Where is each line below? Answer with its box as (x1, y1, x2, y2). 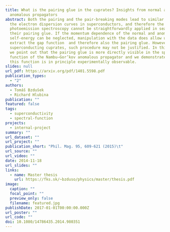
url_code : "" (5, 215, 33, 220)
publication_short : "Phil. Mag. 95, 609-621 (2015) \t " (5, 144, 123, 149)
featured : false (5, 102, 39, 107)
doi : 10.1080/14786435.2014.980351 (5, 219, 80, 224)
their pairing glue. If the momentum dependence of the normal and (10, 31, 155, 36)
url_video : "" (5, 153, 35, 159)
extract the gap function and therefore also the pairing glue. (10, 41, 151, 46)
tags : (5, 106, 17, 111)
